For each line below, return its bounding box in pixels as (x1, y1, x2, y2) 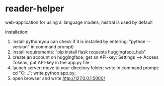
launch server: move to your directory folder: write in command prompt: (12, 65, 160, 71)
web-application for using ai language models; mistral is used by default (5, 19, 153, 25)
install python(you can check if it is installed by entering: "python (12, 38, 146, 44)
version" (12, 43, 30, 49)
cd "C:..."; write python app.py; (12, 70, 76, 76)
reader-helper (5, 3, 65, 14)
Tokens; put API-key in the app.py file (12, 59, 89, 65)
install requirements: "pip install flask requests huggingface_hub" (12, 49, 146, 55)
